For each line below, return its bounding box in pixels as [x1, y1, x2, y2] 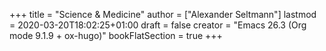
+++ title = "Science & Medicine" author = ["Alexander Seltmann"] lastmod [9, 9, 317, 20]
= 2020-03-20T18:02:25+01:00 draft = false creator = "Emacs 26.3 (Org [9, 19, 307, 31]
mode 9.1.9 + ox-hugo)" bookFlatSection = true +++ [9, 30, 223, 41]
